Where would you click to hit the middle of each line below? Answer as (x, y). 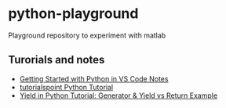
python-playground (73, 14)
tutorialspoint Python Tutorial (66, 87)
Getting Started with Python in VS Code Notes (94, 78)
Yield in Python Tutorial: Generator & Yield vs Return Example (118, 95)
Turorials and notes (56, 60)
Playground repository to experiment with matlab (87, 35)
